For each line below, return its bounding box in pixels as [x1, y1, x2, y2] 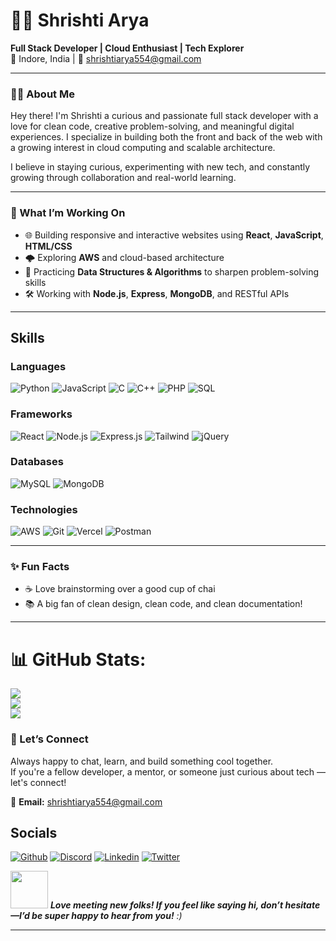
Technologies [10, 502, 78, 516]
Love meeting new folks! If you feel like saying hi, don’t [49, 899, 284, 911]
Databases [10, 455, 64, 469]
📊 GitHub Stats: [10, 648, 147, 671]
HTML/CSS [24, 240, 73, 252]
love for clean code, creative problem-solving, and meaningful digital [10, 120, 295, 133]
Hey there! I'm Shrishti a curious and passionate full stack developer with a [10, 110, 319, 122]
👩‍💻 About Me [10, 87, 75, 101]
